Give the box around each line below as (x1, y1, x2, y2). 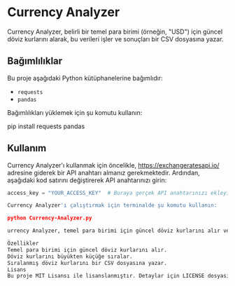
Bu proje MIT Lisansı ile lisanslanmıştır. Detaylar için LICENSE (7, 273, 205, 280)
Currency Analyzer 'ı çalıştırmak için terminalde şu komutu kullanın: (7, 202, 218, 209)
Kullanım (7, 142, 47, 154)
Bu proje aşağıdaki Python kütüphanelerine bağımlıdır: (7, 74, 163, 82)
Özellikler (7, 240, 39, 247)
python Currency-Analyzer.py (7, 214, 92, 222)
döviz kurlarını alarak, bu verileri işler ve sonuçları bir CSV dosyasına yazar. (7, 34, 224, 43)
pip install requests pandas (7, 122, 85, 130)
